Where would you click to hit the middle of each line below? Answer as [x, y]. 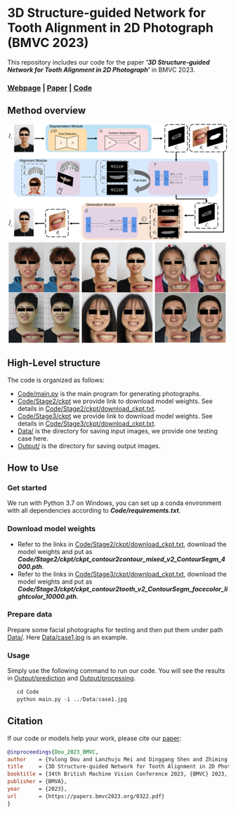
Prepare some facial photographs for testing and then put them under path [115, 629]
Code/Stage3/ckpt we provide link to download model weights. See [115, 416]
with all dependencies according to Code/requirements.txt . [94, 511]
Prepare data [30, 615]
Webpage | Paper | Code [50, 88]
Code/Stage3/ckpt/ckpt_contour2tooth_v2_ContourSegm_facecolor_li [123, 589]
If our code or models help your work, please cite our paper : [94, 738]
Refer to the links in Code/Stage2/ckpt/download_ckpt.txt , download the [122, 544]
